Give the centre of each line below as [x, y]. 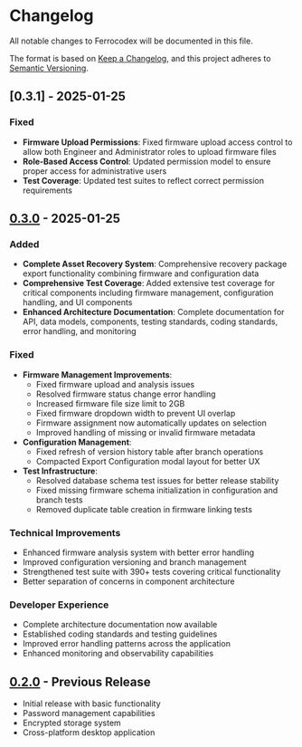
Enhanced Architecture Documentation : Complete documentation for [153, 312]
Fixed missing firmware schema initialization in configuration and [157, 490]
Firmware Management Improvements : [97, 374]
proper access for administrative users [94, 171]
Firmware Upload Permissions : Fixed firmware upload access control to [157, 142]
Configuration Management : [77, 442]
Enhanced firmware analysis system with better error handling [138, 552]
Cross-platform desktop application [89, 733]
